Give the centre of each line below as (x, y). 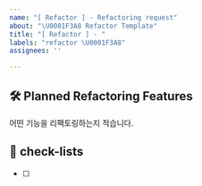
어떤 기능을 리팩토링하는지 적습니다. (72, 123)
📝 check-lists (46, 152)
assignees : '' (36, 51)
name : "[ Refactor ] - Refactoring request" (93, 17)
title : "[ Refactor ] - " (57, 34)
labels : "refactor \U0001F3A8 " (67, 42)
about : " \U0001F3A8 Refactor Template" (84, 26)
